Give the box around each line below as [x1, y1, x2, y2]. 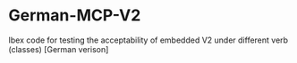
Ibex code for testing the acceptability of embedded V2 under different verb [8, 35, 288, 45]
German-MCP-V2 [8, 5, 141, 26]
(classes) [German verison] [8, 43, 109, 54]
